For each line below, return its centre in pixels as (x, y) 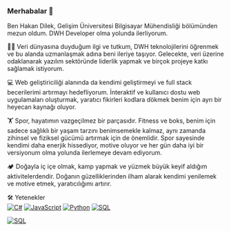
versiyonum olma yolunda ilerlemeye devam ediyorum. (84, 153)
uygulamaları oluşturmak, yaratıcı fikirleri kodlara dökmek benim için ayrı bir (114, 100)
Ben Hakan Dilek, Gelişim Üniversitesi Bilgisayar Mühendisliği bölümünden (112, 26)
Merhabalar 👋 (30, 11)
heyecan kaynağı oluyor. (42, 107)
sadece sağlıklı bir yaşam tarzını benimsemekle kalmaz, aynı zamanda (107, 131)
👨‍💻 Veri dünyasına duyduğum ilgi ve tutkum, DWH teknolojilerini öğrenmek (113, 47)
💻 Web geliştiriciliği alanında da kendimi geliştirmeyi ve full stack (100, 83)
